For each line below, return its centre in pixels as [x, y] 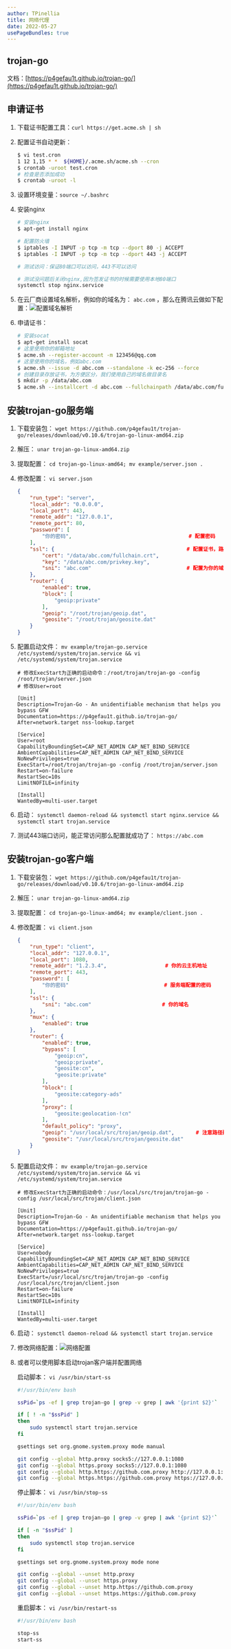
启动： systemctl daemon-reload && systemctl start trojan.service [115, 1333]
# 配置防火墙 [33, 241]
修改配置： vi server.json [55, 478]
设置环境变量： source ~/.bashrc [63, 195]
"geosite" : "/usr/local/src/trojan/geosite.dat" [113, 1139]
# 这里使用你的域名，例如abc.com [59, 362]
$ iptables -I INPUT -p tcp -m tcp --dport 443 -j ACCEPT [102, 254]
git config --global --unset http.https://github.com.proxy [105, 1588]
